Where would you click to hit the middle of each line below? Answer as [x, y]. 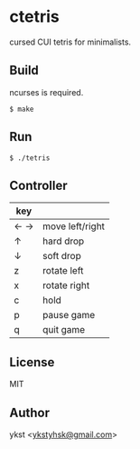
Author [29, 412]
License [32, 362]
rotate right [66, 285]
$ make [22, 109]
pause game [69, 315]
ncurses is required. [47, 92]
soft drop [61, 256]
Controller [38, 185]
